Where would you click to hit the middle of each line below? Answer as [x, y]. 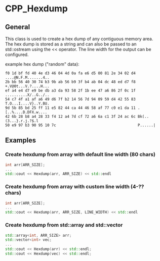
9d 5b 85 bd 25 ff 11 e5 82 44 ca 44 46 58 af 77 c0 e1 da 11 [70, 108]
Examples [20, 140]
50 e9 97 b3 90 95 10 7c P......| [80, 125]
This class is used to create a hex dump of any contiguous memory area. [79, 39]
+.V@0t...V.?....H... [27, 86]
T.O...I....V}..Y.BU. [27, 104]
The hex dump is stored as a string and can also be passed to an [71, 44]
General [18, 27]
